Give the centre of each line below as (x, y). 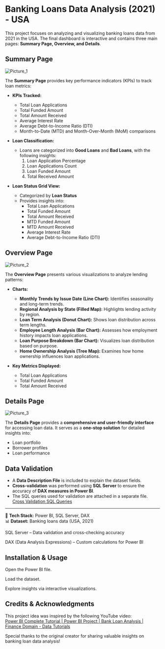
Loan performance (31, 453)
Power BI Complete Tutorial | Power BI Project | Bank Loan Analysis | (74, 621)
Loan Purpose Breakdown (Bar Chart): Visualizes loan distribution (87, 341)
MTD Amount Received (50, 227)
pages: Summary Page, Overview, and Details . (53, 43)
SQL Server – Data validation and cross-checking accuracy (65, 533)
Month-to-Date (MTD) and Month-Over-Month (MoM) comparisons (88, 131)
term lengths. (33, 325)
